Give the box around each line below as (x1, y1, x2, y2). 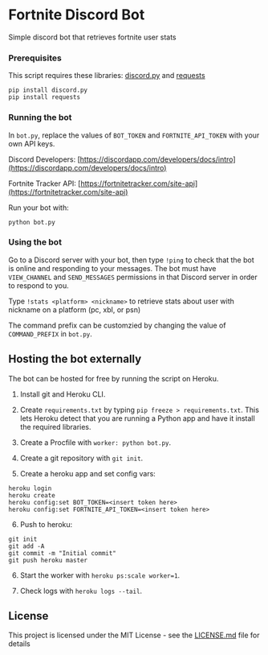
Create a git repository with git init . (19, 453, 144, 463)
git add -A (8, 542, 45, 550)
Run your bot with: (8, 203, 70, 212)
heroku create (8, 491, 56, 500)
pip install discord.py (8, 86, 88, 94)
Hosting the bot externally (8, 352, 142, 366)
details (8, 639, 30, 649)
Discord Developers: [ (8, 154, 80, 164)
